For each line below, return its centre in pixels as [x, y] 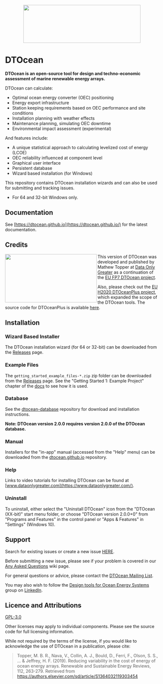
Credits [17, 245]
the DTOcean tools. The [121, 302]
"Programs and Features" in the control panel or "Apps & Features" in [74, 519]
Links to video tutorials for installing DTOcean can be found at [67, 481]
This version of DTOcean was [127, 257]
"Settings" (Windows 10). [30, 524]
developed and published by [126, 262]
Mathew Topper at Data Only [126, 267]
